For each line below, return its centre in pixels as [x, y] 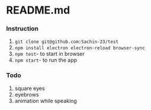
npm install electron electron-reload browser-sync [80, 48]
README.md [38, 10]
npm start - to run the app [46, 60]
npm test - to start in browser [49, 54]
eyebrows [27, 94]
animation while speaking [46, 101]
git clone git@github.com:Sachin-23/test [66, 42]
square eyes [30, 88]
